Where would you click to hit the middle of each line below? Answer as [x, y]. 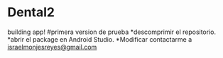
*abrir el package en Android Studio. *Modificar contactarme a [100, 39]
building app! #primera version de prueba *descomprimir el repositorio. [112, 32]
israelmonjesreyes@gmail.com [52, 47]
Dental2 [31, 12]
